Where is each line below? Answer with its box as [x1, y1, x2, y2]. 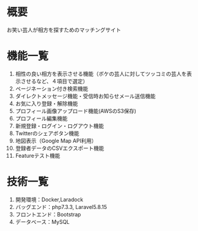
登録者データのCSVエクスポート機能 [15, 144, 104, 152]
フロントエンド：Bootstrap [15, 211, 81, 218]
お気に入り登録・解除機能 [15, 99, 78, 107]
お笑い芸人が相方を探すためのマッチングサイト [7, 26, 121, 33]
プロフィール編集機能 [15, 114, 68, 122]
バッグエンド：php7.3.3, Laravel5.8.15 [15, 203, 107, 210]
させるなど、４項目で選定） [20, 77, 88, 85]
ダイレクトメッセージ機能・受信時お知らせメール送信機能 [15, 92, 156, 99]
